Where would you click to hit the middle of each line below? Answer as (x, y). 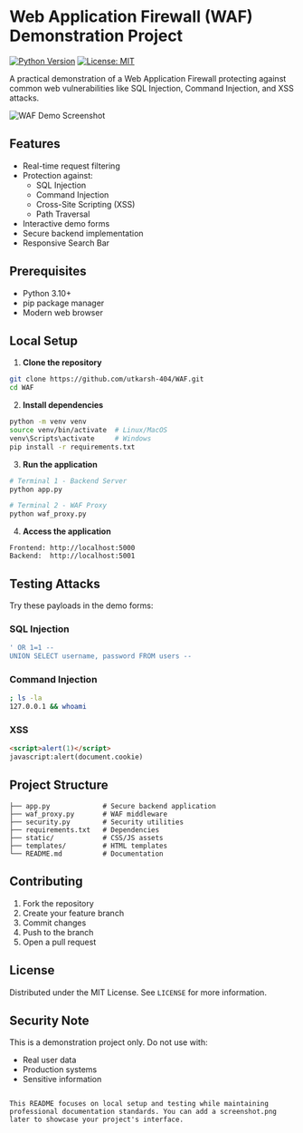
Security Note (49, 1020)
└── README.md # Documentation (87, 854)
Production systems (60, 1070)
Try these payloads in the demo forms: (81, 605)
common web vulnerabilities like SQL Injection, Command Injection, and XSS (151, 88)
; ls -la (26, 698)
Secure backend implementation (83, 233)
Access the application (66, 531)
